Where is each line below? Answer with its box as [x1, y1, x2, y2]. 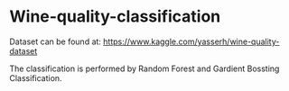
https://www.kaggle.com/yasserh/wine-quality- [103, 36, 280, 47]
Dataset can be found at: [9, 36, 102, 47]
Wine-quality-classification [9, 6, 221, 27]
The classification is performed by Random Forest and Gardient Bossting [9, 63, 280, 74]
